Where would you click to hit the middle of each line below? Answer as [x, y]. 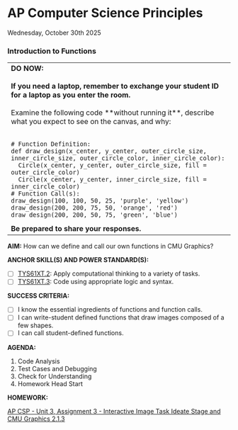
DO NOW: [27, 69]
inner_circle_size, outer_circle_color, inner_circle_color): [118, 158]
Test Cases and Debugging [57, 368]
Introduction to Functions [52, 51]
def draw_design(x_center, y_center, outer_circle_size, [109, 151]
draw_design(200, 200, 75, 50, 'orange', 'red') [95, 208]
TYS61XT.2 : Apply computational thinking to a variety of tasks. [109, 273]
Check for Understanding [55, 376]
